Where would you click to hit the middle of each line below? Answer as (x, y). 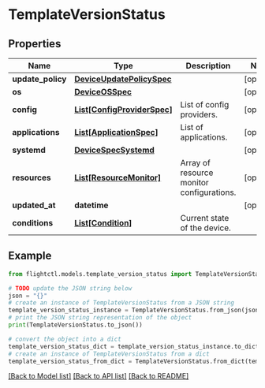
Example (30, 256)
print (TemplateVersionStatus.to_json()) (76, 325)
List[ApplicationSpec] (116, 132)
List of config (205, 104)
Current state (205, 218)
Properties (35, 44)
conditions (33, 223)
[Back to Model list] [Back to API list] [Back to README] (99, 376)
